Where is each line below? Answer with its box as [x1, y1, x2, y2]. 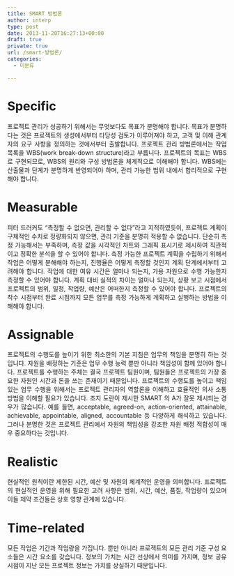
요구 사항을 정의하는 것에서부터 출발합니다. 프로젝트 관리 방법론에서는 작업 [20, 139, 227, 148]
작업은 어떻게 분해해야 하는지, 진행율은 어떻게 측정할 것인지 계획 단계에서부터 [7, 258, 219, 266]
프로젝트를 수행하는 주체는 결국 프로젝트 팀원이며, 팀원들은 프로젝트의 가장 [16, 367, 219, 377]
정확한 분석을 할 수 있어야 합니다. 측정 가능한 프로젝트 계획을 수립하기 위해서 [19, 249, 227, 258]
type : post [7, 23, 39, 30]
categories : [7, 56, 42, 63]
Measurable [7, 199, 78, 215]
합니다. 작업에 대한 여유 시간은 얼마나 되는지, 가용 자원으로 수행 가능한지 [26, 266, 227, 275]
